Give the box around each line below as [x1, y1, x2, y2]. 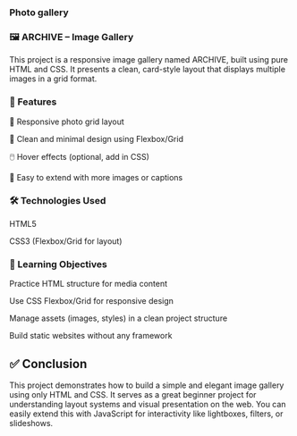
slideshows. [9, 417, 54, 428]
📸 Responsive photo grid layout [9, 116, 125, 127]
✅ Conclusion [9, 356, 88, 372]
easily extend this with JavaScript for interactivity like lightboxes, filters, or [9, 408, 284, 419]
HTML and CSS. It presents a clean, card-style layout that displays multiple [9, 64, 286, 75]
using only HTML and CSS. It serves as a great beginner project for [9, 389, 257, 399]
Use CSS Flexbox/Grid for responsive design [9, 296, 174, 306]
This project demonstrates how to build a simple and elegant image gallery [9, 380, 284, 390]
